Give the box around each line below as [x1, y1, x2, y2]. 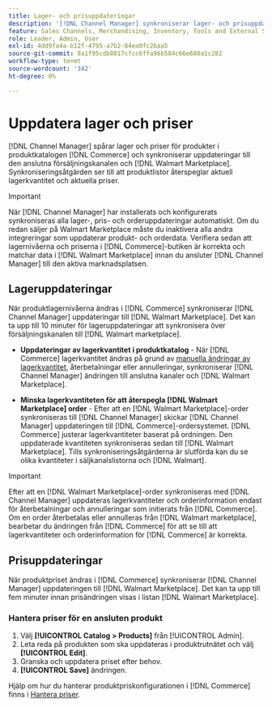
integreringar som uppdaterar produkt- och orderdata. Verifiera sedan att [8, 233, 253, 242]
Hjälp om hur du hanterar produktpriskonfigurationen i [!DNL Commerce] [8, 681, 251, 691]
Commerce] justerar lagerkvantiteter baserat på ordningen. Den [19, 430, 233, 439]
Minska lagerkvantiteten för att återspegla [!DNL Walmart [19, 395, 219, 405]
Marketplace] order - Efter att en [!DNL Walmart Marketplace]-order [19, 404, 249, 413]
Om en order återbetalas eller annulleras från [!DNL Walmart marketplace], [8, 512, 257, 523]
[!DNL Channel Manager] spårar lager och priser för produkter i [8, 141, 220, 151]
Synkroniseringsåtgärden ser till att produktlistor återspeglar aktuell [8, 167, 233, 177]
